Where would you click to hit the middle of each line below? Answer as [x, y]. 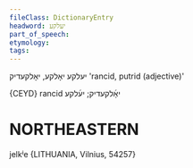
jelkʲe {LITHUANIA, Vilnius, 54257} [73, 155]
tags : [19, 51]
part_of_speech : [39, 34]
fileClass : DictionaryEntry [62, 17]
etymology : [29, 42]
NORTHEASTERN [74, 130]
